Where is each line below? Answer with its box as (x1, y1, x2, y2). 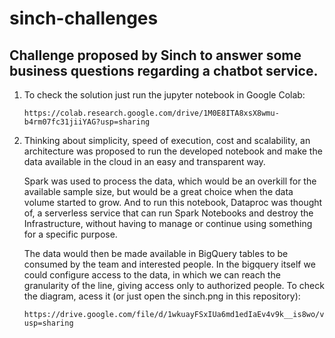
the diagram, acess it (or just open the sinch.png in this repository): (23, 290, 301, 302)
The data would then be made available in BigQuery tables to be (23, 248, 289, 259)
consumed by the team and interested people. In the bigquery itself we (23, 258, 316, 270)
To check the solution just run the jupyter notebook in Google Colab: (23, 89, 306, 101)
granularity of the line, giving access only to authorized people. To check (23, 280, 325, 291)
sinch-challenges (9, 7, 159, 30)
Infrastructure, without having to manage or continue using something (23, 218, 313, 229)
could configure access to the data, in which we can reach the (23, 269, 281, 281)
